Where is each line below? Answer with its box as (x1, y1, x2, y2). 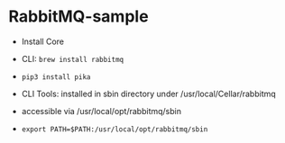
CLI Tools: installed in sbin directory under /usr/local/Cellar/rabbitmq (21, 88, 276, 99)
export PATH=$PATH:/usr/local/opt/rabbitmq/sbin (21, 124, 208, 134)
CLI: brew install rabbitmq (21, 53, 124, 64)
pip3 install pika (21, 72, 91, 82)
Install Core (21, 36, 65, 47)
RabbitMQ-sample (8, 6, 150, 27)
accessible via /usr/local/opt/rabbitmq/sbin (21, 105, 182, 116)
